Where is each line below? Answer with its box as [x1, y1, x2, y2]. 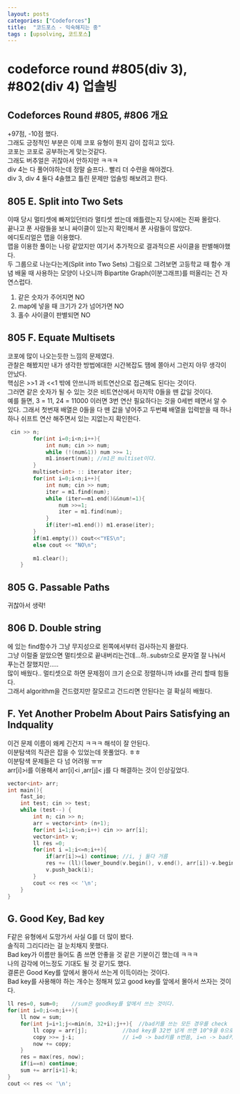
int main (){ [7, 787, 43, 794]
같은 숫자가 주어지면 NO [17, 293, 85, 302]
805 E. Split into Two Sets [7, 195, 124, 207]
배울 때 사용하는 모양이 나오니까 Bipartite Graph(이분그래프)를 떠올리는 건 [14, 269, 221, 277]
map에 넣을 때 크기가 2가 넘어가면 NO [17, 302, 124, 311]
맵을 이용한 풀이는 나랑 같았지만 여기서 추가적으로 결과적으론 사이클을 [7, 242, 200, 251]
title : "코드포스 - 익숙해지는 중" [7, 24, 101, 31]
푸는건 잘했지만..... [7, 660, 59, 668]
